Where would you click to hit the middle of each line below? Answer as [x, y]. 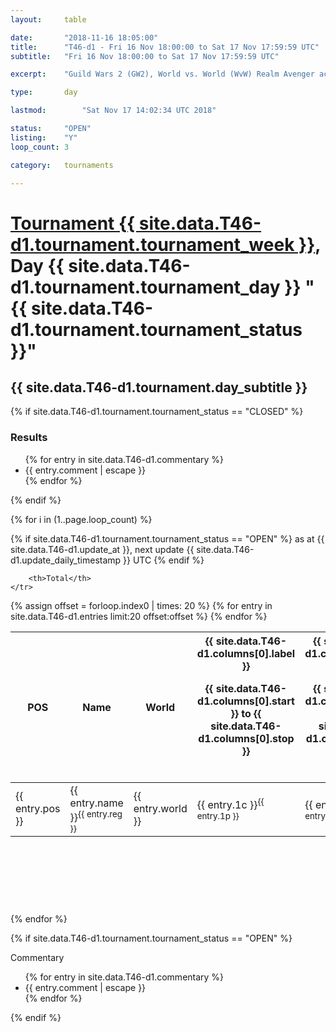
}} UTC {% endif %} [164, 560]
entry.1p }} [218, 816]
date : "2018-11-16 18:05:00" [84, 37]
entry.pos [38, 809]
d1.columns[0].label [246, 653]
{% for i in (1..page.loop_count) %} [81, 519]
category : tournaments [62, 165]
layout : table [48, 19]
